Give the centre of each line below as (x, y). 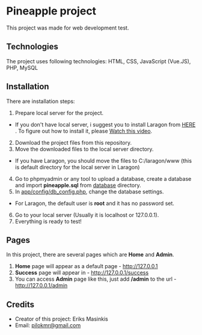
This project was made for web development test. (68, 28)
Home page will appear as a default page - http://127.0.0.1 (86, 266)
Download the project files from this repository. (73, 142)
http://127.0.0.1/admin (41, 286)
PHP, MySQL (22, 67)
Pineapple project (51, 11)
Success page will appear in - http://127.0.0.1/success (82, 273)
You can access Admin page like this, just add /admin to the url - (96, 279)
